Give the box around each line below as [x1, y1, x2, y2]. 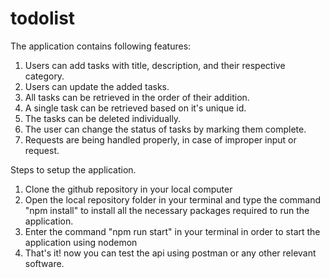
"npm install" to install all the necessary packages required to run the [24, 204, 310, 216]
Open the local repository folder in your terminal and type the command [24, 193, 321, 206]
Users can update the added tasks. [24, 80, 170, 92]
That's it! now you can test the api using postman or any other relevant [24, 247, 317, 259]
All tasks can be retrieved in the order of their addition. [24, 91, 250, 103]
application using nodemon [24, 236, 138, 248]
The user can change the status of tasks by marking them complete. [24, 123, 307, 135]
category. [24, 70, 65, 82]
